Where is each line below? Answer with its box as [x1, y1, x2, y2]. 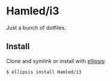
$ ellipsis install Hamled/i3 [6, 69, 82, 75]
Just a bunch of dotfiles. [6, 24, 66, 31]
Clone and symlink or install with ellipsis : [6, 57, 106, 64]
